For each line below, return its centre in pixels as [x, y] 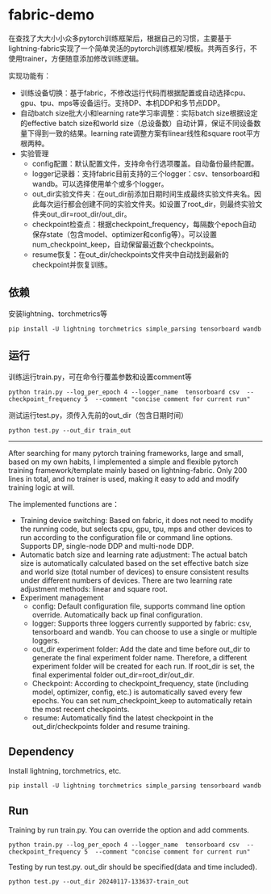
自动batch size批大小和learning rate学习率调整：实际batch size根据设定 [139, 113]
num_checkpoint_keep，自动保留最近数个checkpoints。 [125, 244]
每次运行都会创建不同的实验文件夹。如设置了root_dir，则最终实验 [147, 204]
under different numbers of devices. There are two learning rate [126, 580]
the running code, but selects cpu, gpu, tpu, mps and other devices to [136, 529]
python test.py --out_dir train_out [70, 430]
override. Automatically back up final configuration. [117, 614]
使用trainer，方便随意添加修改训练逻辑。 [76, 58]
